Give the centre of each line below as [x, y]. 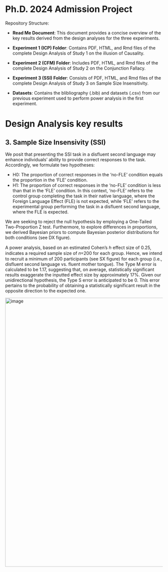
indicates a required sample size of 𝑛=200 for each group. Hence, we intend [84, 253]
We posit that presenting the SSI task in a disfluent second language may [80, 154]
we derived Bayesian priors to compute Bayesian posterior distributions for [82, 232]
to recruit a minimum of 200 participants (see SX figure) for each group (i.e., [84, 258]
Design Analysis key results [64, 124]
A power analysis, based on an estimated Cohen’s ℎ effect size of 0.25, [78, 247]
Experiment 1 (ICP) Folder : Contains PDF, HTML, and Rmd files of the [84, 48]
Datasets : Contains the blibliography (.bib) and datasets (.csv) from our [86, 93]
